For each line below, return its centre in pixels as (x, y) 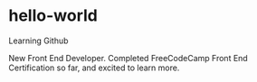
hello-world (53, 16)
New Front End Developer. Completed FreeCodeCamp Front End (128, 58)
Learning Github (38, 41)
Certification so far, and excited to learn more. (94, 68)
